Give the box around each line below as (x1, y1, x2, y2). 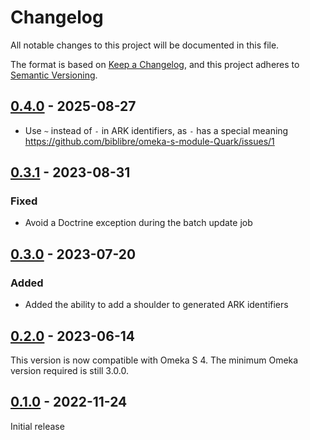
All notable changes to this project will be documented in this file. (10, 39, 280, 51)
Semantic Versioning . (10, 69, 98, 81)
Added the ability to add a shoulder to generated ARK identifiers (24, 299, 289, 311)
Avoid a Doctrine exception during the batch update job (24, 217, 253, 229)
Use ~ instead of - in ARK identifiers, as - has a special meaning (24, 124, 289, 136)
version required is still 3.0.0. (10, 364, 130, 376)
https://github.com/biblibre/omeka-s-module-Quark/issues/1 (24, 135, 275, 147)
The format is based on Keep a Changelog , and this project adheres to (10, 58, 300, 70)
